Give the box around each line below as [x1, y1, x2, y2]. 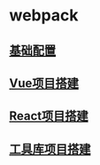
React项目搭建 [9, 108, 88, 124]
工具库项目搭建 [9, 141, 91, 156]
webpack [9, 5, 79, 26]
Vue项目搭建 [9, 75, 80, 90]
